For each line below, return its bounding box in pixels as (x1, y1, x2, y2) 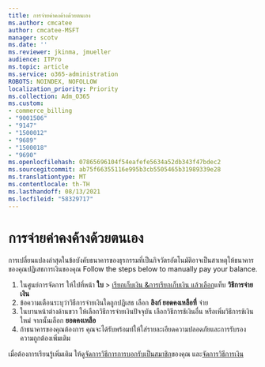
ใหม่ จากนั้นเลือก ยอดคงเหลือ (19, 316, 97, 325)
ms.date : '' (8, 41, 47, 49)
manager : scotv (8, 33, 59, 42)
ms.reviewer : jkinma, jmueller (8, 48, 112, 56)
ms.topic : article (8, 63, 69, 71)
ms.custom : (8, 99, 44, 107)
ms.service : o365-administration (8, 70, 119, 78)
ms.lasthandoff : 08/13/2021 (8, 187, 101, 196)
